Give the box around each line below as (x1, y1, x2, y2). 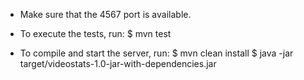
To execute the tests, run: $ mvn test (19, 28, 172, 39)
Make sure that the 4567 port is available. (19, 9, 192, 20)
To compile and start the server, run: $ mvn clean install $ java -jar (19, 47, 294, 59)
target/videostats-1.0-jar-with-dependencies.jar (19, 58, 217, 69)
